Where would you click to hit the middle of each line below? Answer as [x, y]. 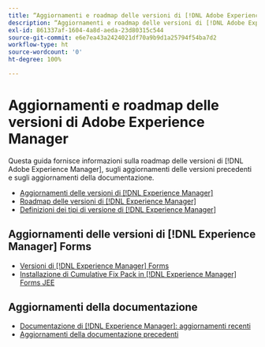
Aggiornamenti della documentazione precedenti [99, 334]
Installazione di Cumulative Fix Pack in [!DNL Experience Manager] [128, 274]
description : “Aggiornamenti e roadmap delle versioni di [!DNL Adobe [127, 23]
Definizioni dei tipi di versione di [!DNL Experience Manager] [118, 209]
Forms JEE [37, 282]
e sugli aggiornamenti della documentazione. [81, 177]
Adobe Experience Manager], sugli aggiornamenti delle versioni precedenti [130, 169]
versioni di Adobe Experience [106, 122]
